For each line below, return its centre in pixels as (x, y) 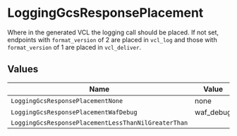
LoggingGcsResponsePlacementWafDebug (74, 112)
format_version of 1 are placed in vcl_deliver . (74, 47)
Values (23, 69)
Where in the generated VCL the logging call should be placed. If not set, (113, 32)
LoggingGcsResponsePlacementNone (67, 101)
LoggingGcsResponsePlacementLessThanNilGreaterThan (99, 123)
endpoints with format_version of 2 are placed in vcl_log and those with (112, 39)
